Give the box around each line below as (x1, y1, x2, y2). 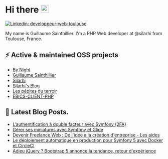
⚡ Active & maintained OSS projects (5, 51, 119, 59)
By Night (12, 67, 31, 73)
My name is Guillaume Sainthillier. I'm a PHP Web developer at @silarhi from (5, 30, 162, 36)
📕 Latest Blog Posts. (5, 108, 69, 116)
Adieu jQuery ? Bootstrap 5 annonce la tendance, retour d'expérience (12, 147, 156, 154)
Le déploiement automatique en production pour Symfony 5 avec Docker (12, 137, 163, 143)
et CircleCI (12, 142, 35, 148)
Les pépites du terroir (12, 88, 57, 94)
